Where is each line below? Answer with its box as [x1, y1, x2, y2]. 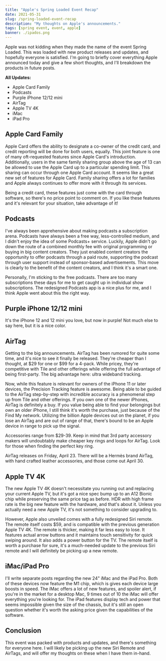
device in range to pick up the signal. [5, 423, 81, 429]
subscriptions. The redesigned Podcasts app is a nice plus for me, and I [5, 284, 152, 290]
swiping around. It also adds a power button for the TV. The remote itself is [5, 537, 158, 543]
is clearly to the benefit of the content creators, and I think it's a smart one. [5, 265, 158, 271]
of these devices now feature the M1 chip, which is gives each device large [5, 580, 159, 586]
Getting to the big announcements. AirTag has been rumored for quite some [5, 350, 160, 356]
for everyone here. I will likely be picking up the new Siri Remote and [5, 645, 145, 651]
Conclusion [5, 626, 42, 635]
